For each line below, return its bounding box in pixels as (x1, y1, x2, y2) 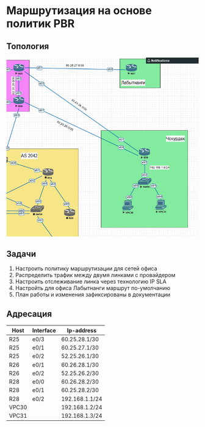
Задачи (6, 248, 37, 259)
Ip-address (67, 327, 96, 334)
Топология (6, 41, 49, 51)
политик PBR (6, 17, 75, 31)
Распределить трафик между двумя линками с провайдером (15, 272, 176, 279)
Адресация (6, 308, 52, 319)
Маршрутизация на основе (6, 4, 153, 18)
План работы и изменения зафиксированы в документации (15, 291, 171, 299)
